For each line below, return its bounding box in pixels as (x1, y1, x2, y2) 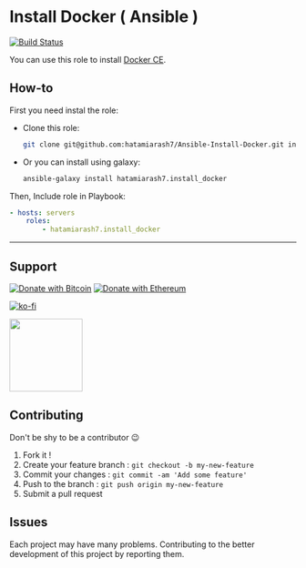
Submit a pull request (22, 488, 103, 499)
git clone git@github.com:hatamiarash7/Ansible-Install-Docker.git (22, 139, 284, 149)
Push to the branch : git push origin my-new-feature (22, 478, 224, 489)
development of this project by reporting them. (9, 548, 185, 559)
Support (9, 259, 57, 274)
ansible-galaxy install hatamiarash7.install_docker (22, 174, 228, 183)
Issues (9, 514, 48, 530)
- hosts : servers (9, 208, 76, 218)
